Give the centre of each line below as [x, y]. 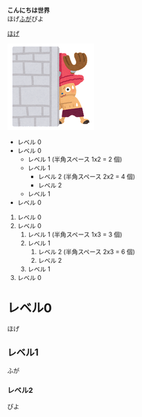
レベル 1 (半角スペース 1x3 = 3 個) [75, 234]
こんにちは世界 [28, 10]
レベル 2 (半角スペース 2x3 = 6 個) [86, 252]
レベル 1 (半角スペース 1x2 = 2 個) [75, 159]
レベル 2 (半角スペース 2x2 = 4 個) [87, 176]
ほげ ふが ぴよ [25, 19]
